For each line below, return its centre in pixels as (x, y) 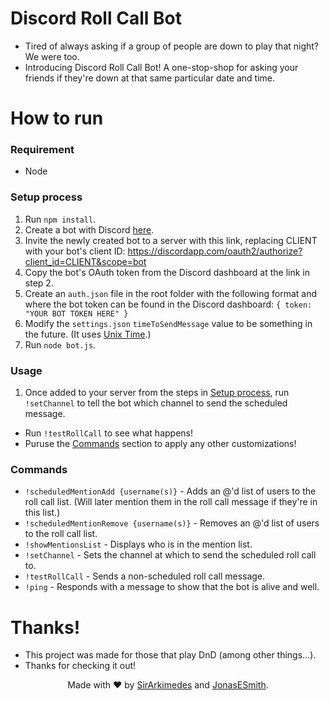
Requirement (42, 150)
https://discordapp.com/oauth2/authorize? (215, 251)
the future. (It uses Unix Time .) (88, 334)
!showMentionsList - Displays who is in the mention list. (138, 544)
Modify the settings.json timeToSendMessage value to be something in (168, 323)
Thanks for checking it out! (80, 666)
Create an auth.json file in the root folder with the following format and (171, 293)
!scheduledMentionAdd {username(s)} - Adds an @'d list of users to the (170, 491)
